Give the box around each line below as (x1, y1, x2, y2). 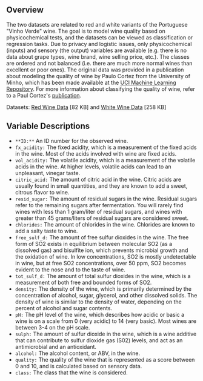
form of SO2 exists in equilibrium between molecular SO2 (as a (15, 240, 173, 247)
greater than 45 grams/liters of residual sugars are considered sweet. (15, 214, 189, 222)
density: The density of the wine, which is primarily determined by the (15, 285, 192, 293)
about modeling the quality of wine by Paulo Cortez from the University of (6, 72, 191, 79)
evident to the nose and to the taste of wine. (15, 266, 126, 273)
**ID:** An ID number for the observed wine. (15, 137, 128, 144)
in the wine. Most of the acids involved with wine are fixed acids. (15, 150, 177, 157)
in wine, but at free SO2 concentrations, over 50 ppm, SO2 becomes (15, 259, 187, 267)
